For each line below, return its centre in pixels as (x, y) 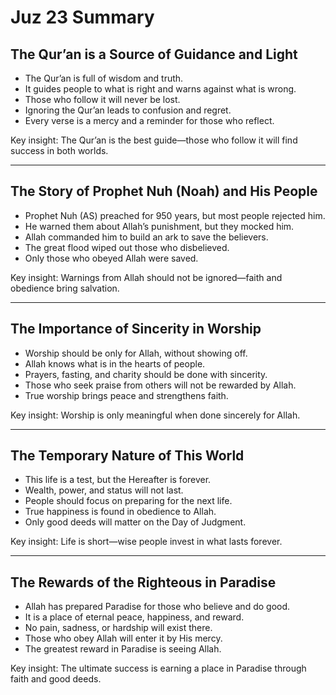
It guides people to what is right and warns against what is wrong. (160, 89)
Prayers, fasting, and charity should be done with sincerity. (146, 374)
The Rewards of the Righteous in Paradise (143, 582)
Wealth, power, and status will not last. (104, 490)
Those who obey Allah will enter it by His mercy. (123, 638)
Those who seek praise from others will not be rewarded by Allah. (160, 385)
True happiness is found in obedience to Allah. (120, 512)
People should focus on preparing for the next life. (128, 501)
